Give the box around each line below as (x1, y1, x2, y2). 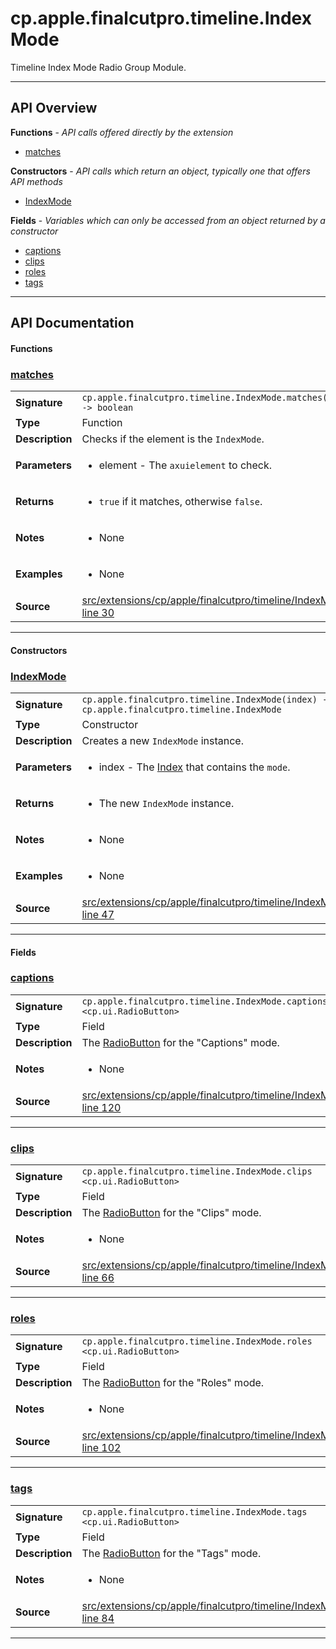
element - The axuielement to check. (98, 458, 273, 472)
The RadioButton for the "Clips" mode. (81, 1206, 262, 1220)
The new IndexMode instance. (98, 796, 235, 810)
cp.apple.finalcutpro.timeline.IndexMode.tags (81, 1506, 308, 1517)
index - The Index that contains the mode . (98, 760, 291, 774)
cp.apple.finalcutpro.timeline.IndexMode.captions (81, 995, 328, 1007)
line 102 (81, 1441, 122, 1455)
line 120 (81, 1100, 122, 1114)
